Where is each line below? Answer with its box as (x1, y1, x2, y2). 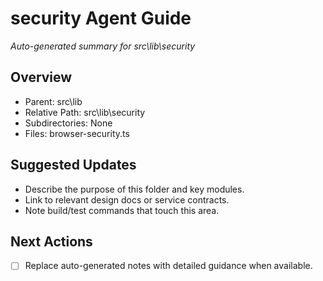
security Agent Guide (10, 7, 192, 30)
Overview (10, 69, 73, 86)
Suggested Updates (10, 157, 137, 174)
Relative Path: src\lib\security (24, 106, 146, 118)
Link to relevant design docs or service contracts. (24, 193, 230, 206)
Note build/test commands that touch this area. (24, 204, 220, 216)
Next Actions (10, 233, 93, 250)
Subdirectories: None (24, 117, 113, 129)
